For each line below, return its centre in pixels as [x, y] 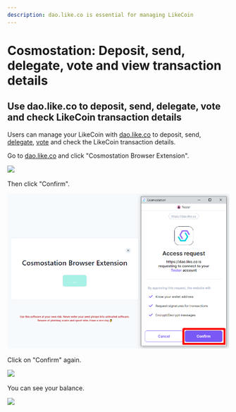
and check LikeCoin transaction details [94, 117]
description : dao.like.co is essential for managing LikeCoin [100, 15]
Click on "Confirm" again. [44, 360]
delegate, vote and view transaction [114, 65]
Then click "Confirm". [39, 184]
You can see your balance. [46, 388]
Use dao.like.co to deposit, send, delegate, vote [114, 107]
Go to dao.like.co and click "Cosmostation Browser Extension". [98, 156]
